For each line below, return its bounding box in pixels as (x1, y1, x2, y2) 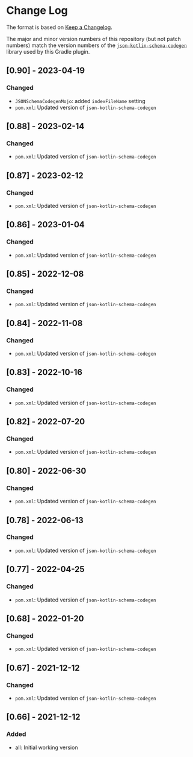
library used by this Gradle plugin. (6, 48, 90, 55)
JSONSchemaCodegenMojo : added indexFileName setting (14, 97, 146, 104)
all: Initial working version (14, 744, 78, 751)
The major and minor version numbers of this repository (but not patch (6, 35, 182, 42)
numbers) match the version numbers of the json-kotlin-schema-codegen (6, 42, 188, 49)
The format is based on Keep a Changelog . (6, 24, 112, 31)
